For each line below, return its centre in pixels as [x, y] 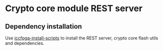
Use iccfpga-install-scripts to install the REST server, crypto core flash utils [82, 38]
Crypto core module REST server [74, 8]
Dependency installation [44, 26]
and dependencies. [25, 43]
